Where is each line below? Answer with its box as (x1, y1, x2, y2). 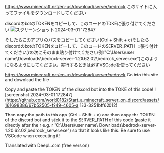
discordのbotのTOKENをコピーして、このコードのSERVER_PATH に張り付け (5, 43, 158, 49)
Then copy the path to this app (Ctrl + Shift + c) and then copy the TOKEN (5, 112, 155, 117)
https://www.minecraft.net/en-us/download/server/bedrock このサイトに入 (5, 4, 157, 9)
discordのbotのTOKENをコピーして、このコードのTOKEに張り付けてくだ (5, 21, 152, 26)
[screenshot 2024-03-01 (5, 92, 55, 97)
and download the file (5, 77, 49, 82)
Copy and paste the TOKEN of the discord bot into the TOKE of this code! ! (5, 86, 156, 92)
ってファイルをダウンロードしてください (5, 10, 87, 16)
